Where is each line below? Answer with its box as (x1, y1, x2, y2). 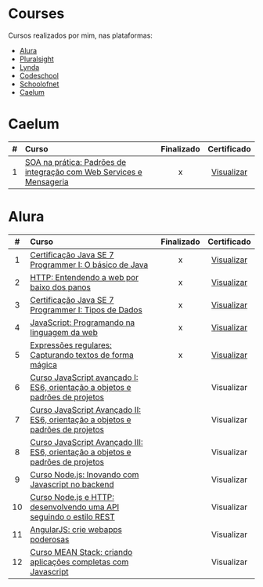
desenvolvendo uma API (30, 501, 120, 512)
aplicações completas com (30, 556, 129, 567)
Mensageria (24, 176, 69, 187)
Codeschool (19, 71, 59, 80)
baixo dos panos (30, 282, 92, 293)
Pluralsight (19, 54, 55, 64)
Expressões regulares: (30, 339, 112, 350)
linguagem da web (30, 326, 98, 337)
